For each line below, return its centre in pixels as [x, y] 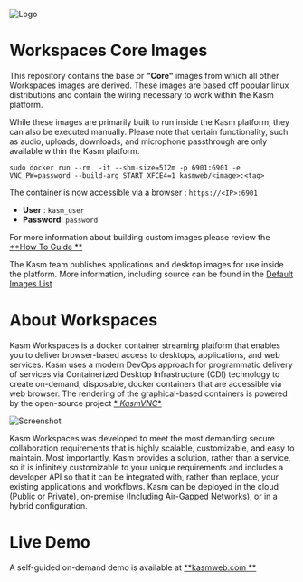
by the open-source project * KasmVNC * [85, 403]
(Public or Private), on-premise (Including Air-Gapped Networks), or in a [143, 496]
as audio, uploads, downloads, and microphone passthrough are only [138, 141]
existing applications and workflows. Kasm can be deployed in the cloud [144, 486]
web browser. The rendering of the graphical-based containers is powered [148, 393]
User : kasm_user [53, 209]
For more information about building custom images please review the [140, 237]
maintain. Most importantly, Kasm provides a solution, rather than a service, [150, 457]
